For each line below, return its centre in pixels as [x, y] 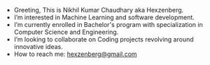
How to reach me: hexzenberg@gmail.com [76, 54]
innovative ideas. [38, 47]
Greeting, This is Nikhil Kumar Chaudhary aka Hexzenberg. [99, 10]
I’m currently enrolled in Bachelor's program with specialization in [108, 25]
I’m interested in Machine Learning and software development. [104, 17]
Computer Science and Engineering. [66, 32]
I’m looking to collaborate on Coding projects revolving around [104, 39]
